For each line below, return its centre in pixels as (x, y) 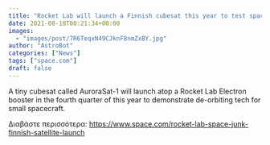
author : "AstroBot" (41, 46)
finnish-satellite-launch (47, 132)
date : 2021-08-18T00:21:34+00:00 (64, 23)
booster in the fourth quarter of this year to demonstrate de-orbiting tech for (135, 99)
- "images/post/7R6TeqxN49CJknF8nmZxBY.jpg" (91, 38)
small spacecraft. (37, 108)
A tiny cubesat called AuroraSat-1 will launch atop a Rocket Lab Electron (127, 91)
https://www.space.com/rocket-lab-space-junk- (169, 124)
